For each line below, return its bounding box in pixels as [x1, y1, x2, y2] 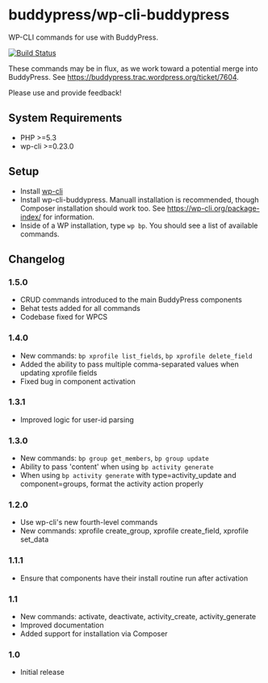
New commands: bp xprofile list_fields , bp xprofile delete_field [19, 350, 253, 360]
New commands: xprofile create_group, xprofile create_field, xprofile [19, 526, 249, 536]
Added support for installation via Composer [19, 629, 168, 639]
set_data [19, 534, 49, 544]
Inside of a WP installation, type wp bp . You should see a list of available [19, 220, 258, 230]
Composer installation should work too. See [19, 203, 165, 213]
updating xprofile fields [19, 367, 98, 377]
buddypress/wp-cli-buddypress [8, 6, 230, 24]
